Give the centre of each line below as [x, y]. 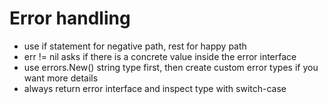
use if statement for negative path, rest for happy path [135, 46]
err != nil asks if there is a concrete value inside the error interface [160, 56]
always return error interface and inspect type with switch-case [155, 88]
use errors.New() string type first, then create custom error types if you [171, 67]
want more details [61, 78]
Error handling [70, 18]
